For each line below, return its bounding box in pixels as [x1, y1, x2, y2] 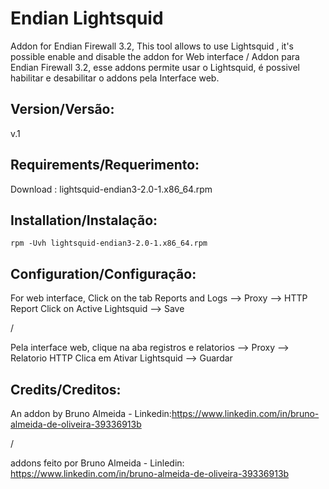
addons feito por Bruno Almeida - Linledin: [10, 457, 185, 469]
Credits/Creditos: [10, 381, 122, 398]
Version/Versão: [10, 101, 115, 118]
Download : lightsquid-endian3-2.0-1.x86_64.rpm [10, 183, 213, 195]
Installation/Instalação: [10, 212, 158, 229]
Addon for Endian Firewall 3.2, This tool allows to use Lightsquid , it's [10, 40, 295, 52]
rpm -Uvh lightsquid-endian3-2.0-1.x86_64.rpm [10, 238, 208, 249]
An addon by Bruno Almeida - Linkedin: [10, 408, 172, 419]
